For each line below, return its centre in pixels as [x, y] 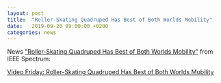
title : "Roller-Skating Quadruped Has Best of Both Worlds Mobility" [110, 20]
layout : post [26, 13]
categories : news [32, 32]
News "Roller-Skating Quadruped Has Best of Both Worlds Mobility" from [110, 52]
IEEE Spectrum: [29, 59]
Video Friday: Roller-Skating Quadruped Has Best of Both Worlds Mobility [110, 72]
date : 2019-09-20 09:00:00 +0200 [58, 26]
